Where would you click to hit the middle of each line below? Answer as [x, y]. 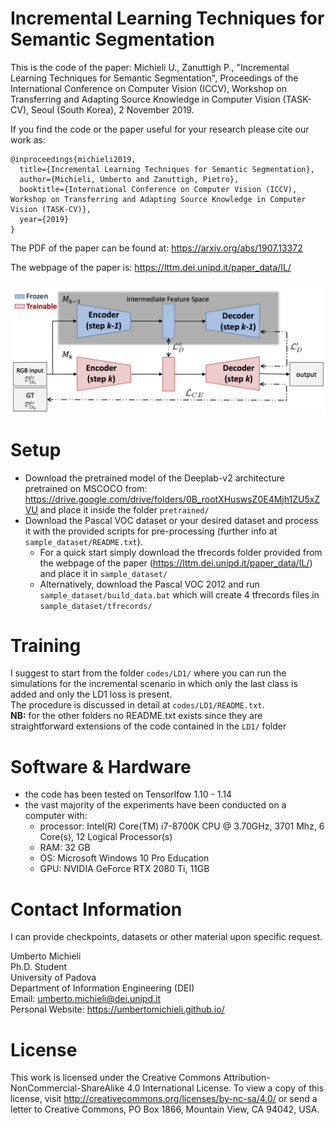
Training [46, 645]
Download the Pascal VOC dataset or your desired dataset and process [171, 520]
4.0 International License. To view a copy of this [225, 1088]
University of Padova [53, 978]
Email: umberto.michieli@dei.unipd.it [85, 999]
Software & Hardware [101, 766]
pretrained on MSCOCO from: [86, 488]
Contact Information [96, 909]
